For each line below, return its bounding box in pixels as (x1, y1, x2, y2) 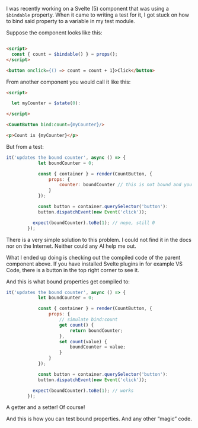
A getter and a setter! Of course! (6, 404, 85, 411)
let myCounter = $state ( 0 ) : (11, 100, 81, 106)
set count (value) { (59, 338, 108, 344)
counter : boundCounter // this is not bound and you (59, 182, 193, 188)
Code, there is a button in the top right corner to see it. (6, 266, 139, 273)
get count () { (59, 322, 94, 328)
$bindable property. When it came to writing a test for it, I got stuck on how (6, 11, 190, 18)
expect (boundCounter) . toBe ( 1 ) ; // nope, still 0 (32, 219, 155, 226)
